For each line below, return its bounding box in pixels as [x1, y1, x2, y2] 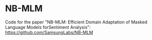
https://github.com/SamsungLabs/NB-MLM [5, 29, 93, 35]
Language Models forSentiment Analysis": [5, 24, 91, 30]
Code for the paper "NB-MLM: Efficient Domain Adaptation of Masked [5, 19, 148, 25]
